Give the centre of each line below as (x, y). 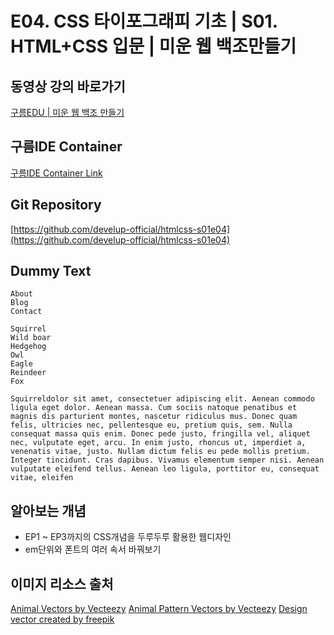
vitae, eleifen (42, 478)
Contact (26, 312)
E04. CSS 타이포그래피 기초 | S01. (144, 21)
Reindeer (28, 373)
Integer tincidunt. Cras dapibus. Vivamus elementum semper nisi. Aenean (167, 460)
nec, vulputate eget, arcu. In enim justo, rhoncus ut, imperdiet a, (158, 443)
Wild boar (31, 338)
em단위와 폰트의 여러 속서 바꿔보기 (93, 549)
